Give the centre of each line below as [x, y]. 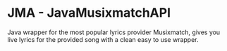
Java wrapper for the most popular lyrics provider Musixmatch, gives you [114, 32]
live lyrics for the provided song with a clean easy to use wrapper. [103, 39]
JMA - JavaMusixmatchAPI [89, 13]
